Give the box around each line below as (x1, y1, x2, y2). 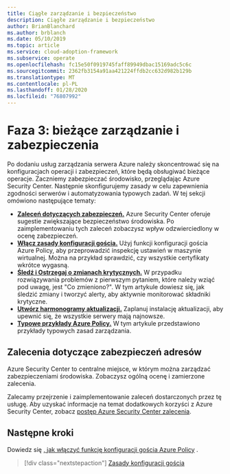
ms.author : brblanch (7, 29, 67, 36)
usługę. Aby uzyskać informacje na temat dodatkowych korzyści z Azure (7, 400, 213, 408)
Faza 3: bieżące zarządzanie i (7, 123, 180, 138)
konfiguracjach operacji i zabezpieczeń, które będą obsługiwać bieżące (7, 167, 210, 175)
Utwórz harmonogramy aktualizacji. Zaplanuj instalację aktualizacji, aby (16, 304, 224, 313)
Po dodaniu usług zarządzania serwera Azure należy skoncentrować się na (7, 159, 220, 168)
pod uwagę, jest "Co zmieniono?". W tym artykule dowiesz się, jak (16, 282, 205, 291)
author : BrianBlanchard (7, 23, 76, 30)
